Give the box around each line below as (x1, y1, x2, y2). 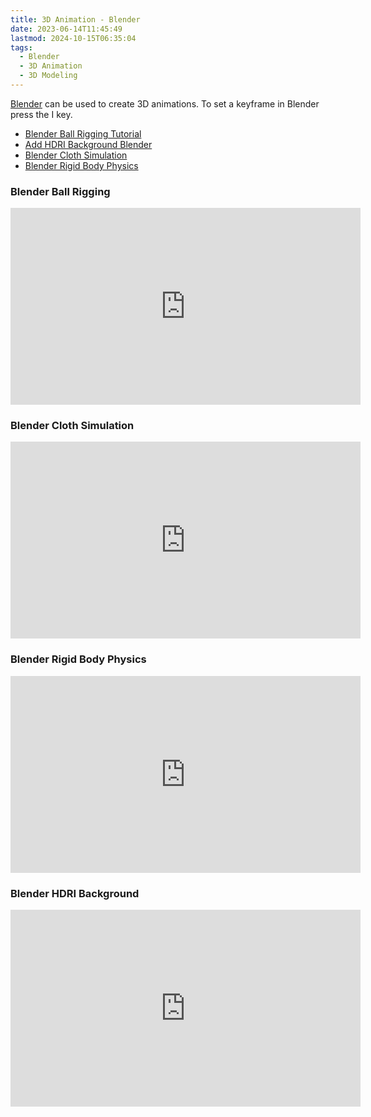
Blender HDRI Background (10, 886, 140, 900)
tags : (10, 42, 33, 53)
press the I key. (10, 108, 73, 120)
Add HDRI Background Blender (24, 138, 153, 150)
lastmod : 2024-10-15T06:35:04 (10, 33, 137, 43)
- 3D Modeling (19, 71, 78, 81)
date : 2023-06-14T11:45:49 (10, 24, 123, 34)
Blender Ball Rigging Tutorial (24, 127, 142, 140)
